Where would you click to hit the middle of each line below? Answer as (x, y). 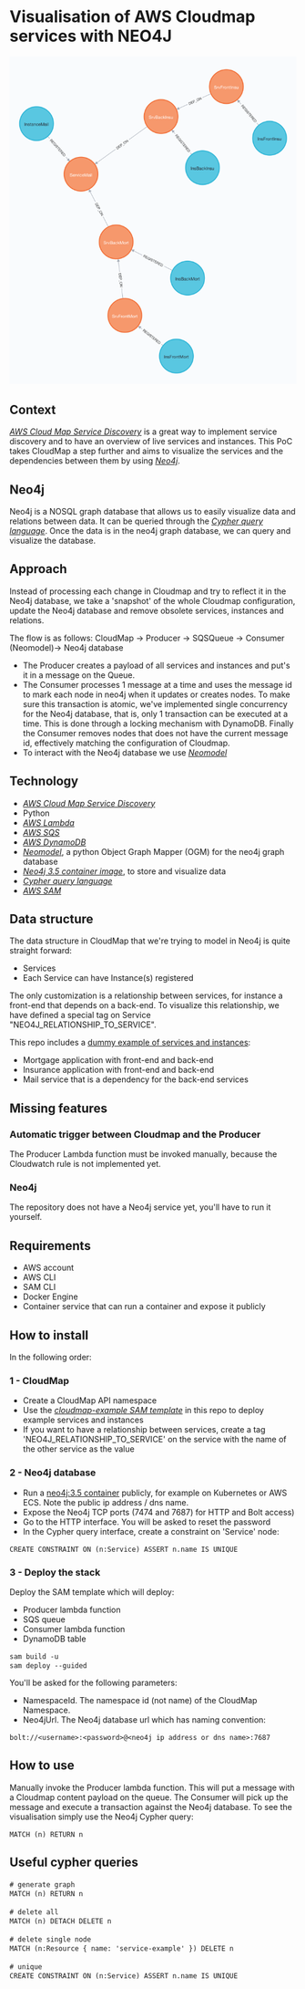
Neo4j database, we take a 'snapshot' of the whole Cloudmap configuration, (152, 600)
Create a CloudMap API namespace (90, 1401)
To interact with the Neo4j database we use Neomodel (125, 752)
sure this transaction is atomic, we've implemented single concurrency (155, 703)
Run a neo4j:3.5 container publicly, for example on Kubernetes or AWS (155, 1493)
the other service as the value (78, 1449)
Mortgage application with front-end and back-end (118, 1060)
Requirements (50, 1246)
